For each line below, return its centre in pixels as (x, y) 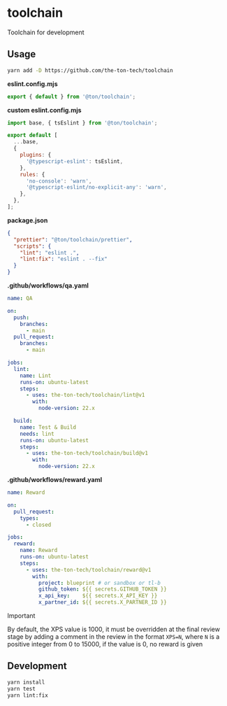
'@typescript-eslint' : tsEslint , (74, 161)
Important (21, 616)
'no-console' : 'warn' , (59, 181)
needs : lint (37, 434)
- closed (38, 525)
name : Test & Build (48, 427)
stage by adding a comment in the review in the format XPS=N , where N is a (113, 637)
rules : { (32, 174)
